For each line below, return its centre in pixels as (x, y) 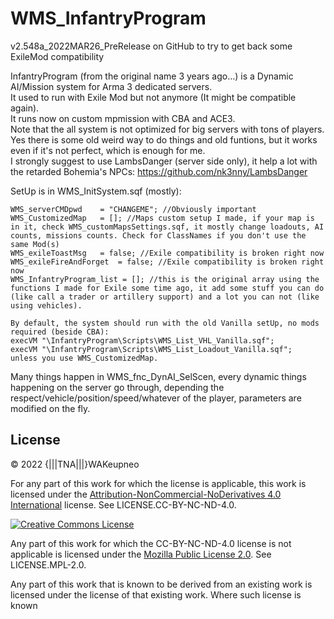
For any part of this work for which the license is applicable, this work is (158, 483)
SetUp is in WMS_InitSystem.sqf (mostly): (96, 191)
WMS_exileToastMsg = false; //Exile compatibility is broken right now (167, 253)
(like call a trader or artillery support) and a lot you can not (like (165, 297)
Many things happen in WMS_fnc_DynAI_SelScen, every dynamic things (158, 376)
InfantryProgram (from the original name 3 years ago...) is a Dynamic (152, 76)
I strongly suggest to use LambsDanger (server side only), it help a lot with (164, 161)
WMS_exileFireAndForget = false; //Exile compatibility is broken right (167, 262)
